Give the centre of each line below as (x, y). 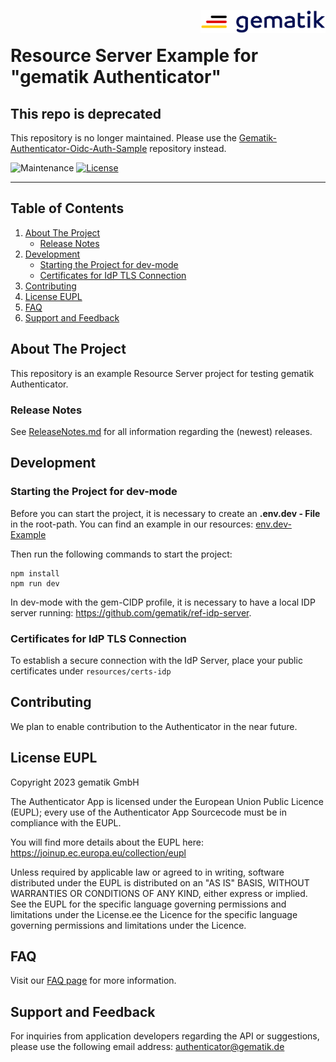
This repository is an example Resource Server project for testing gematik (162, 373)
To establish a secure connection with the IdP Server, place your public (156, 660)
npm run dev (35, 583)
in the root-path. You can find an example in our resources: (132, 524)
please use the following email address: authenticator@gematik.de (147, 1047)
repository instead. (188, 148)
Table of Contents (67, 208)
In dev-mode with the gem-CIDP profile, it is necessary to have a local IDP (163, 602)
